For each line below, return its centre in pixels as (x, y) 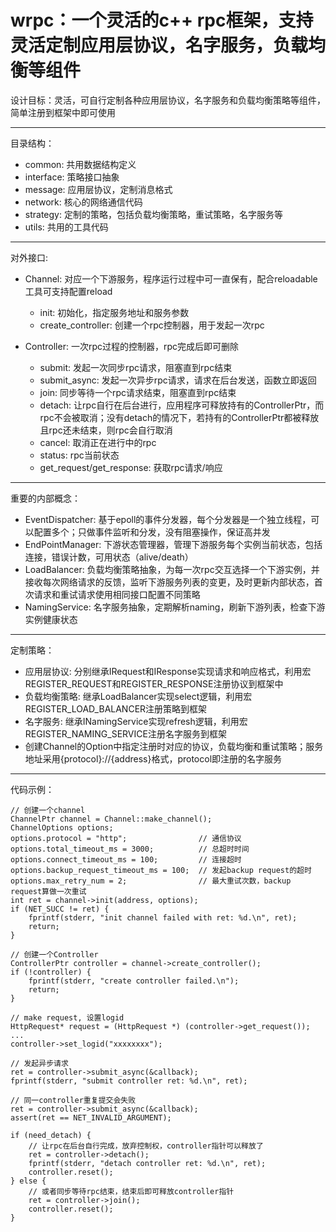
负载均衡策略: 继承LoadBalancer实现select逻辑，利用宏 (138, 696)
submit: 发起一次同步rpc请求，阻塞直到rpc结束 (136, 367)
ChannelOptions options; (62, 827)
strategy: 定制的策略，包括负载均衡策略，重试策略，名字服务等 (153, 214)
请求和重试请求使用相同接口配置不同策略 (117, 594)
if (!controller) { (51, 972)
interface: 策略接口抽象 (72, 177)
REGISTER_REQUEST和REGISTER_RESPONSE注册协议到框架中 (154, 683)
